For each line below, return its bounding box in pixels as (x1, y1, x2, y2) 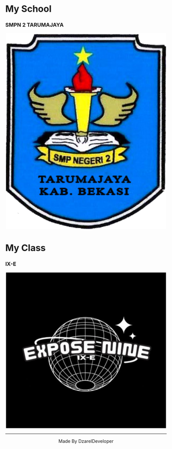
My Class (5, 242, 46, 254)
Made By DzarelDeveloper (58, 438, 114, 444)
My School (5, 3, 52, 15)
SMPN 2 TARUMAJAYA (5, 21, 64, 29)
